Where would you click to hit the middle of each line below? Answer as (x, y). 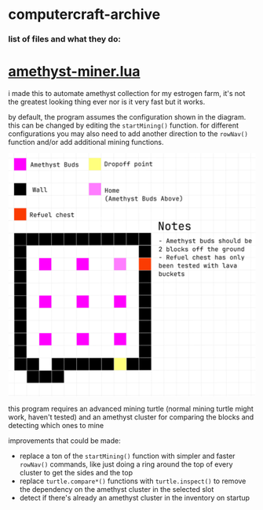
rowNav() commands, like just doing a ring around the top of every (126, 464)
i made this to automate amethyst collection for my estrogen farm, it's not (127, 94)
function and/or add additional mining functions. (86, 142)
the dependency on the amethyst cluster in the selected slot (117, 489)
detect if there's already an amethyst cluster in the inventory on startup (134, 497)
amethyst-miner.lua (74, 72)
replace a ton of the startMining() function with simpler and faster (127, 456)
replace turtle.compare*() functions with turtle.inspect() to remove (133, 481)
